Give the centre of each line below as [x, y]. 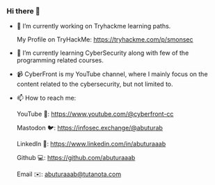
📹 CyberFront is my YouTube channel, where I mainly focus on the [112, 74]
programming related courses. [60, 60]
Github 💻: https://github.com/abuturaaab [76, 158]
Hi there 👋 [24, 11]
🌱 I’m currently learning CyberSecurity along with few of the [103, 53]
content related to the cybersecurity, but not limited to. [95, 84]
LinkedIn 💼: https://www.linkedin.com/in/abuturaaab [91, 144]
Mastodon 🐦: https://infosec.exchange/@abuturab [89, 128]
